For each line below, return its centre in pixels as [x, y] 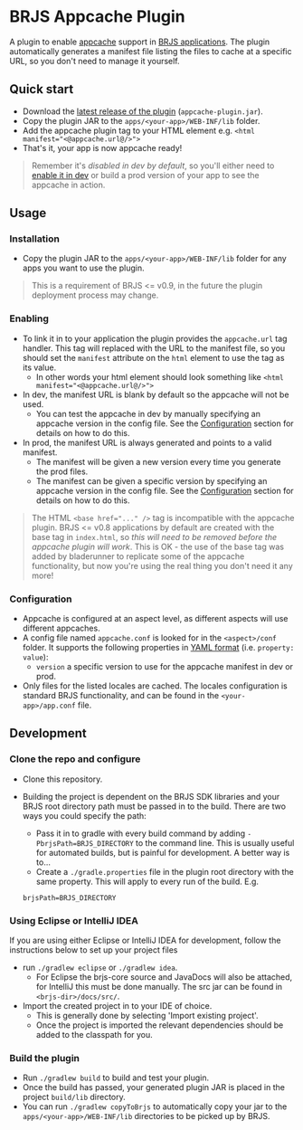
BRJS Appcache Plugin [97, 17]
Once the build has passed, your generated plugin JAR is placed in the [153, 1087]
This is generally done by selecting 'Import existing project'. [147, 1016]
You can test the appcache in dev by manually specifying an [148, 413]
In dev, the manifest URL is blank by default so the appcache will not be [156, 394]
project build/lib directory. [74, 1097]
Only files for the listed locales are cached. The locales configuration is [155, 686]
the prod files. [62, 471]
